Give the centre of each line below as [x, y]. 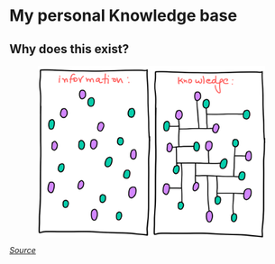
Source [23, 250]
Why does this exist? [69, 49]
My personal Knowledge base [123, 16]
